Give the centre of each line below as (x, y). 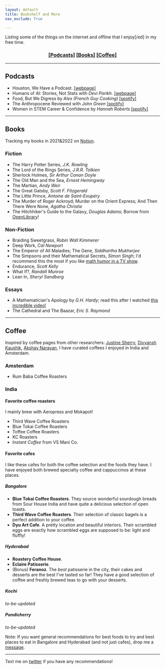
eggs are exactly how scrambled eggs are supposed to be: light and (81, 530)
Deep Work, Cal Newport (38, 245)
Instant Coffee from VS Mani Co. (45, 442)
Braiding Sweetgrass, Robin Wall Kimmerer (55, 240)
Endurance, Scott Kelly (35, 266)
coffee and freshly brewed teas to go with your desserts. (69, 580)
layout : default (22, 10)
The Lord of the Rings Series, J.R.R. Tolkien (56, 170)
